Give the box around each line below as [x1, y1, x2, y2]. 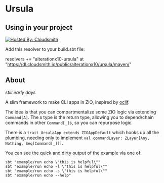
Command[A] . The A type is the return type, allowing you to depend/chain [5, 114, 154, 120]
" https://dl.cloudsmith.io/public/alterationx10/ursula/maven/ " [5, 62, 132, 67]
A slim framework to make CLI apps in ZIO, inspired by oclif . [5, 99, 130, 105]
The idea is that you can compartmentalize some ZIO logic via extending [5, 109, 156, 115]
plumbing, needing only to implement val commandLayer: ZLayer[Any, [5, 135, 150, 141]
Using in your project [5, 23, 73, 32]
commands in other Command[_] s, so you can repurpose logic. [5, 119, 133, 126]
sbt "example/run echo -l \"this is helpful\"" [5, 164, 108, 169]
